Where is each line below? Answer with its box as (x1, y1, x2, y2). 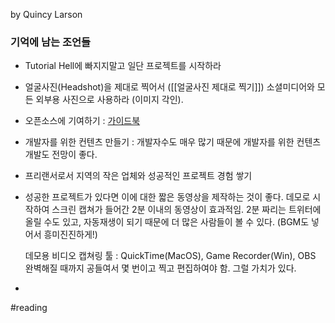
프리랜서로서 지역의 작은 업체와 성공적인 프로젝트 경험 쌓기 (24, 170, 253, 182)
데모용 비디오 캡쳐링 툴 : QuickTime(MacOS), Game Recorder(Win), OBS (24, 250, 317, 262)
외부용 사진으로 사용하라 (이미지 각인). (35, 94, 184, 106)
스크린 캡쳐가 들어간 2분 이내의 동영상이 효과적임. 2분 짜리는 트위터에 (51, 204, 322, 216)
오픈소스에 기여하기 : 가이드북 (24, 115, 141, 127)
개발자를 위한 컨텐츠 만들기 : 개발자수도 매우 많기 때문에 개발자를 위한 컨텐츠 (24, 136, 322, 148)
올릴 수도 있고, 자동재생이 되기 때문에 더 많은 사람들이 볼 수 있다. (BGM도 (24, 216, 310, 228)
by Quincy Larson (10, 9, 83, 20)
